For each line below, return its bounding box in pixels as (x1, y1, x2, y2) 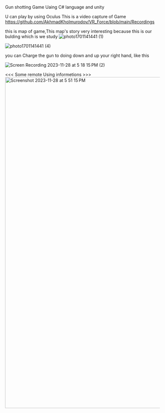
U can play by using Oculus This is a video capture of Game (5, 14, 126, 19)
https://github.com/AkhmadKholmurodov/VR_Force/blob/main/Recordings (5, 19, 155, 25)
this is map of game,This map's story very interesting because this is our (5, 28, 152, 34)
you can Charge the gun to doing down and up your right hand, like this (5, 52, 149, 58)
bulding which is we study (5, 34, 58, 39)
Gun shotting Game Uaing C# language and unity (5, 4, 105, 10)
